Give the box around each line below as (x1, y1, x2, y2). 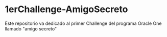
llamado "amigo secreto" (5, 25, 57, 31)
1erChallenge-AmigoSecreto (5, 4, 128, 15)
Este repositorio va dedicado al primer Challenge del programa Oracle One (5, 20, 162, 26)
